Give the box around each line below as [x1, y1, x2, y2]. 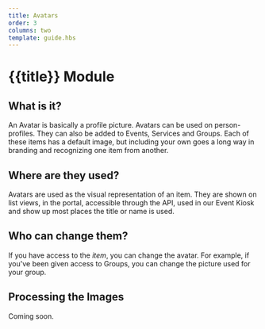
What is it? [8, 99, 62, 113]
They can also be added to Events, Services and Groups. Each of [36, 128, 250, 139]
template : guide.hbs [8, 33, 77, 42]
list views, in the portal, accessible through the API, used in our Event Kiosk [8, 198, 255, 208]
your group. [8, 267, 47, 277]
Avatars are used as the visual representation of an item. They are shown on [8, 189, 257, 199]
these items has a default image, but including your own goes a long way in [8, 137, 255, 147]
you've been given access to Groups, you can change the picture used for [8, 258, 252, 268]
